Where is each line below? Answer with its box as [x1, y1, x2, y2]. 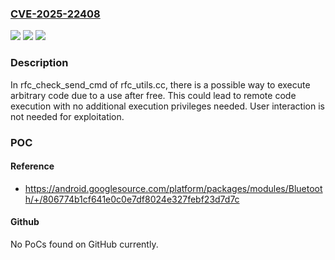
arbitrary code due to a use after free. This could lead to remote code [10, 89, 297, 101]
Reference [10, 160, 55, 172]
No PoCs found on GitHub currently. [10, 238, 159, 250]
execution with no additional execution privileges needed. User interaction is [10, 100, 325, 112]
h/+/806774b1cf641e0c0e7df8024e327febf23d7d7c [24, 193, 240, 205]
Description [10, 56, 69, 70]
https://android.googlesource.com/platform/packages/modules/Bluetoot [24, 182, 323, 194]
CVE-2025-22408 [10, 7, 101, 21]
